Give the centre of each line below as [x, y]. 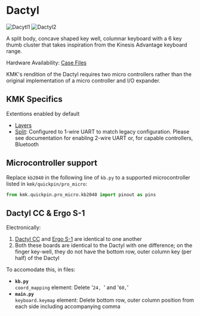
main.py [24, 295]
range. [14, 51]
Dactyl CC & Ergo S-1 [46, 213]
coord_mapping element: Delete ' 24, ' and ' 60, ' [72, 287]
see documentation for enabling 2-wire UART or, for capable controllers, [104, 138]
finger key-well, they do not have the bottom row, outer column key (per [103, 252]
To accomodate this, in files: [41, 269]
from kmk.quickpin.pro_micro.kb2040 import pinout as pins [81, 194]
